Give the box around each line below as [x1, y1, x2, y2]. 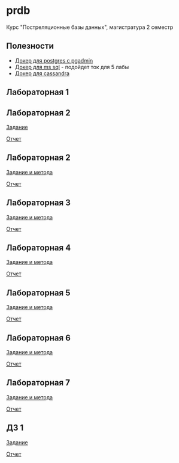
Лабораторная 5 [6, 287, 71, 298]
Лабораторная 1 [6, 87, 69, 97]
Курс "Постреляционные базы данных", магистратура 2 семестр [6, 23, 174, 31]
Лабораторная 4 [6, 242, 71, 253]
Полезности [6, 41, 54, 51]
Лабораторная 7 [6, 378, 71, 388]
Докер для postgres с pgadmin [14, 57, 93, 64]
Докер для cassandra [14, 70, 70, 77]
